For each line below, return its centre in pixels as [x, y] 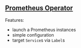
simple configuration [33, 35]
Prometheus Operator [39, 8]
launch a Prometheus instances [44, 30]
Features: [15, 20]
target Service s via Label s [39, 40]
